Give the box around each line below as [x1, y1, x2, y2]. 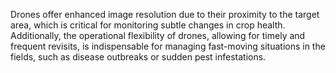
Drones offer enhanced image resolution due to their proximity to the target [10, 9, 320, 20]
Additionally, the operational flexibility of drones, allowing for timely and [10, 30, 306, 41]
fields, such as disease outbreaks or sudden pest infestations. [10, 51, 267, 63]
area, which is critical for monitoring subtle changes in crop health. [10, 19, 286, 31]
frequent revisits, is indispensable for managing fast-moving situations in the [10, 40, 326, 52]
